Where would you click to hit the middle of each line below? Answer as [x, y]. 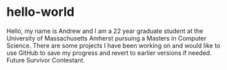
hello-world [41, 12]
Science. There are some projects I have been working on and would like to [113, 45]
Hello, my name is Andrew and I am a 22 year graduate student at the [105, 31]
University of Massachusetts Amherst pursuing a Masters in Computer [107, 38]
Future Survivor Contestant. [46, 60]
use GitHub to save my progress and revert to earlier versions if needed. [109, 53]
